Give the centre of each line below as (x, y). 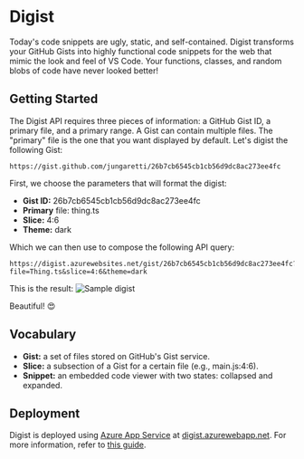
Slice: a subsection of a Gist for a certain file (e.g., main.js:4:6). (141, 366)
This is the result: (42, 288)
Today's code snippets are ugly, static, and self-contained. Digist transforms (152, 42)
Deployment (45, 413)
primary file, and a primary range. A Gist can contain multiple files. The (141, 130)
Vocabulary (43, 335)
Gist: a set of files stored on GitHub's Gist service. (116, 356)
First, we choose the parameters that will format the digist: (119, 183)
